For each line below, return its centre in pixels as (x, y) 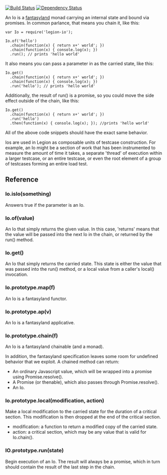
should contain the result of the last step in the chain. (60, 467)
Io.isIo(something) (28, 194)
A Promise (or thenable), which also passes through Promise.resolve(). (86, 382)
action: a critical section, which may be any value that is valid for (79, 432)
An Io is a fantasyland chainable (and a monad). (55, 347)
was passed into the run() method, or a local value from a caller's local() (80, 269)
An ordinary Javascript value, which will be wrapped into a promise (82, 372)
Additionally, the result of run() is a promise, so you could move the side (80, 95)
